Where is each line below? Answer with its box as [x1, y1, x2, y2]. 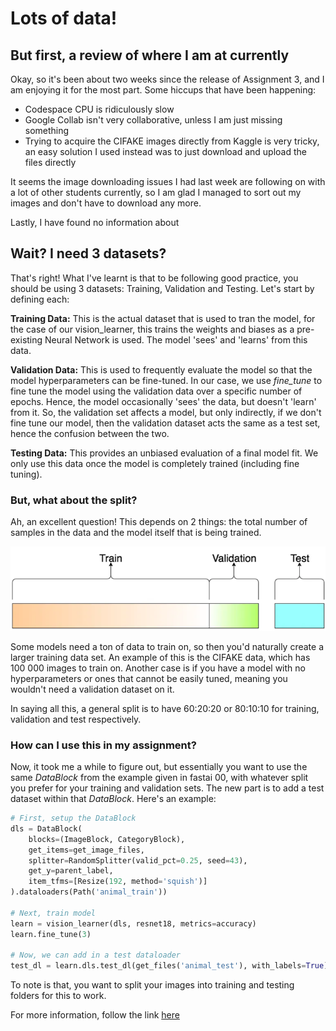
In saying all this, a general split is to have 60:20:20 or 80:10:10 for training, [10, 702, 320, 714]
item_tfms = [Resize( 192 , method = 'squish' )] [28, 877, 208, 887]
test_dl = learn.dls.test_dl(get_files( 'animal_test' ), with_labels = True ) [10, 961, 329, 971]
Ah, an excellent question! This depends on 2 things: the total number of [10, 516, 308, 528]
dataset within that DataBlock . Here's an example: [10, 793, 217, 805]
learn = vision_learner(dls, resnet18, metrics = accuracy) [10, 918, 257, 929]
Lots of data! [10, 7, 118, 30]
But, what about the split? [10, 493, 138, 507]
